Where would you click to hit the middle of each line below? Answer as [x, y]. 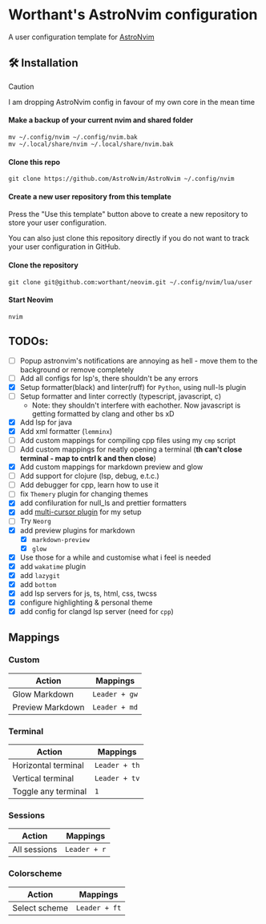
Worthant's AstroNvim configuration [133, 15]
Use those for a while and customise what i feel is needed [115, 557]
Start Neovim [31, 300]
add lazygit [40, 575]
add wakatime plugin [53, 566]
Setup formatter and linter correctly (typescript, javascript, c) [121, 396]
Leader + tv [117, 779]
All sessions [35, 850]
